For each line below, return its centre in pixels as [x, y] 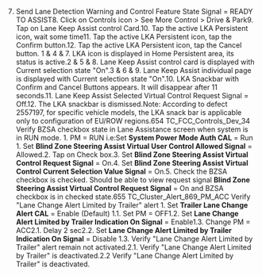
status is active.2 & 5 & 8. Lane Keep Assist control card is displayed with [135, 62]
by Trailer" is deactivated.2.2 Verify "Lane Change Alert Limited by [125, 256]
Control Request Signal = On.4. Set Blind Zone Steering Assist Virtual [132, 163]
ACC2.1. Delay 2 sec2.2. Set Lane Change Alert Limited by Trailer [124, 230]
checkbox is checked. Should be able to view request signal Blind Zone [133, 180]
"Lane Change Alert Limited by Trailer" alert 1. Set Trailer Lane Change [132, 205]
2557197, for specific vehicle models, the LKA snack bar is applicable [129, 113]
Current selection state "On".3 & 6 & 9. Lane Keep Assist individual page [133, 70]
